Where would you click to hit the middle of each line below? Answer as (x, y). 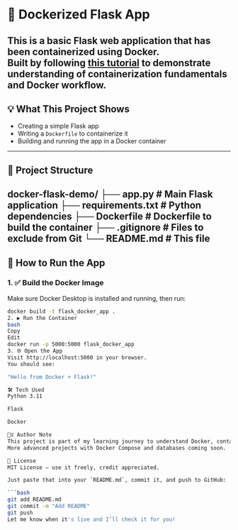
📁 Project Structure (50, 170)
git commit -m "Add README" (49, 507)
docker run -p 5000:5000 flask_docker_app (71, 344)
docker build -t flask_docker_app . (61, 311)
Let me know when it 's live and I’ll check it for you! (91, 519)
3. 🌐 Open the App (35, 351)
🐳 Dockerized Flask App (79, 15)
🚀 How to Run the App (56, 263)
